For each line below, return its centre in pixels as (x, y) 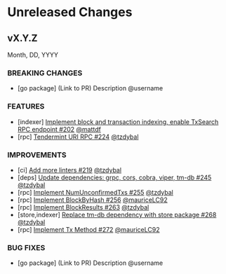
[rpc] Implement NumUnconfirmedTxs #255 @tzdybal (95, 192)
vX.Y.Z (22, 38)
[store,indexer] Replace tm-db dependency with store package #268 (117, 214)
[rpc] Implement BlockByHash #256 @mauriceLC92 (93, 200)
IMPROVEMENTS (37, 155)
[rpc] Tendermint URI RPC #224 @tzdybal (78, 137)
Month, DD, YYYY (33, 55)
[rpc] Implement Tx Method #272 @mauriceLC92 (88, 229)
